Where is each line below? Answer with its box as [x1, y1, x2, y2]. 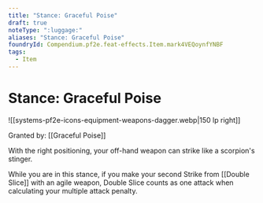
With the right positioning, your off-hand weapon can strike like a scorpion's [8, 146, 255, 155]
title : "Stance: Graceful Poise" [8, 11, 118, 20]
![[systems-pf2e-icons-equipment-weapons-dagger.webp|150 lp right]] [8, 115, 241, 124]
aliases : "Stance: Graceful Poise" [8, 33, 125, 42]
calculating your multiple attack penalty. [8, 186, 138, 195]
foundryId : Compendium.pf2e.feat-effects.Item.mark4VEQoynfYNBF [8, 41, 224, 49]
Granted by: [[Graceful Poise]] [8, 131, 106, 140]
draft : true [8, 19, 47, 27]
